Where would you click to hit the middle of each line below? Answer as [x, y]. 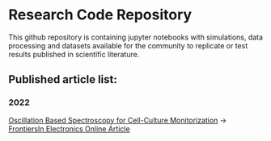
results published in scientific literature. [74, 54]
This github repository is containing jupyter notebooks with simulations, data [136, 37]
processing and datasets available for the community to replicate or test [128, 45]
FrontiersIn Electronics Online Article [70, 129]
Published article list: [63, 79]
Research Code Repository [100, 15]
